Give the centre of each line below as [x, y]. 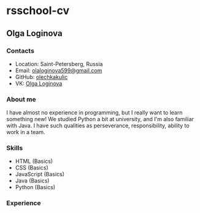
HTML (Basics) [34, 161]
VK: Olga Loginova [39, 83]
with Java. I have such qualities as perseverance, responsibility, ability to [98, 125]
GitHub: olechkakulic [41, 77]
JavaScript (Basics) [40, 174]
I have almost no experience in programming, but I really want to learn [94, 113]
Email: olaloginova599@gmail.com [58, 70]
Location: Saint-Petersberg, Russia [59, 64]
